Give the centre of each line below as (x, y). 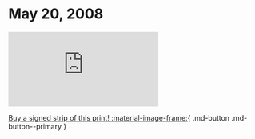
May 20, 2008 (56, 14)
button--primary (35, 126)
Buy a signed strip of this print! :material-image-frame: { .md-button (119, 117)
